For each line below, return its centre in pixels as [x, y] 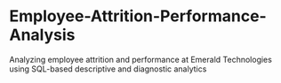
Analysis [42, 35]
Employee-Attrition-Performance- [138, 16]
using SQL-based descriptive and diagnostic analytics [108, 69]
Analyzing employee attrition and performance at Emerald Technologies [141, 59]
